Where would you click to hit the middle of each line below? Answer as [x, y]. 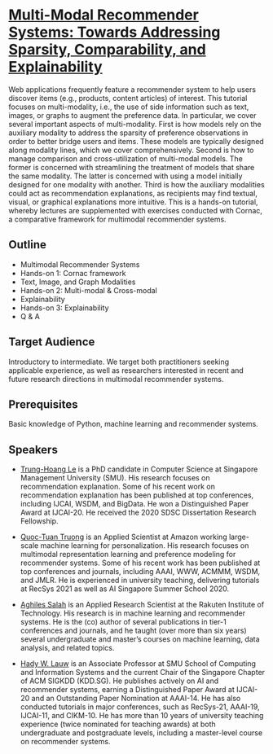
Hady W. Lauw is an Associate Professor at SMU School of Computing [138, 664]
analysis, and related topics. [67, 648]
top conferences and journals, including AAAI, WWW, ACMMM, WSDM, [140, 572]
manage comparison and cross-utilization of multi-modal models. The [125, 158]
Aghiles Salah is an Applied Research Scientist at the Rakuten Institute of [142, 605]
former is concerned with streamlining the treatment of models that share [132, 167]
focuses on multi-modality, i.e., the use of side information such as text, [129, 107]
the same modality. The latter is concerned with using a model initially [125, 176]
